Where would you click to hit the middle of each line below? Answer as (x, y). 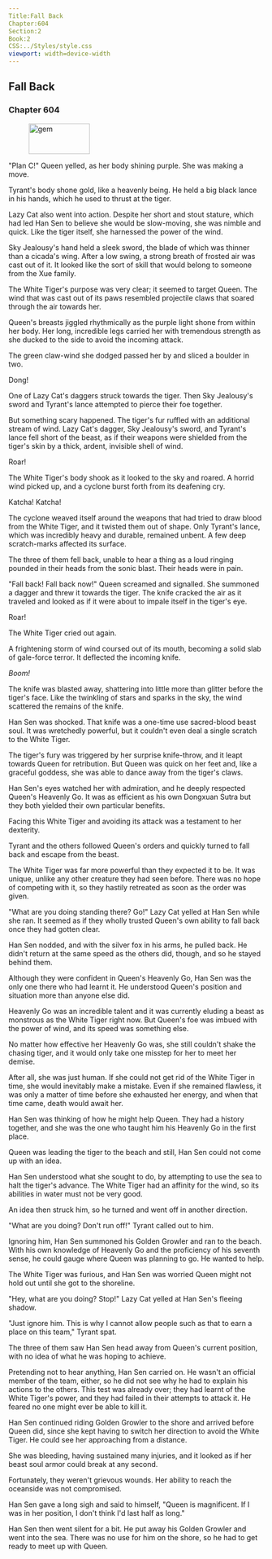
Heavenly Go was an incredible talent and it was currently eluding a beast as (136, 1011)
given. (19, 896)
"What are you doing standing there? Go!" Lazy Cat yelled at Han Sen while (134, 911)
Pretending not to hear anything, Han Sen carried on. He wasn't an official (132, 1372)
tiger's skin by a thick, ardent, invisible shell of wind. (96, 446)
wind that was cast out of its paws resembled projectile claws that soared (132, 297)
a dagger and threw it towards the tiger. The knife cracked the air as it (125, 592)
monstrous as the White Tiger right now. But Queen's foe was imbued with (133, 1020)
